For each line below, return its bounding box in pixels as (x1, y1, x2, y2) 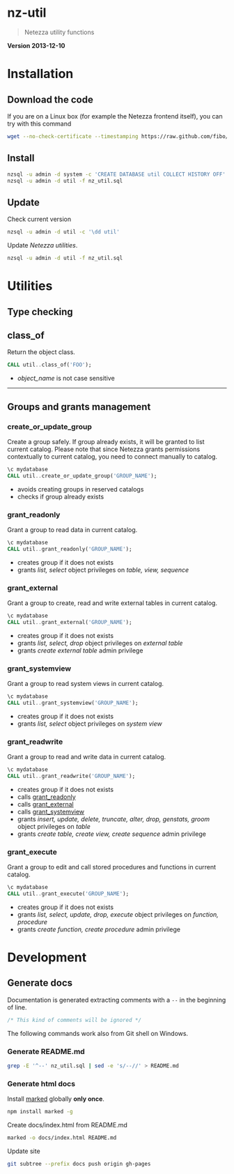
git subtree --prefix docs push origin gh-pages (7, 1160, 151, 1167)
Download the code (7, 93, 94, 105)
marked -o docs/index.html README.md (7, 1134, 117, 1141)
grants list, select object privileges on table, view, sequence (17, 565, 189, 574)
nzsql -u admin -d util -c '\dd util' (7, 229, 120, 236)
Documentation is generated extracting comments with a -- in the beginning (7, 996, 226, 1004)
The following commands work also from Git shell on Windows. (7, 1029, 189, 1037)
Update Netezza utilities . (7, 241, 78, 250)
